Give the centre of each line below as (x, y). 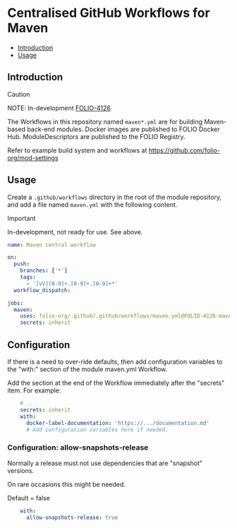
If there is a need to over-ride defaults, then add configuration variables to (115, 362)
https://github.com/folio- (184, 150)
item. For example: (34, 390)
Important (22, 218)
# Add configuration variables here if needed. (97, 430)
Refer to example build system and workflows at (77, 150)
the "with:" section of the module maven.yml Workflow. (87, 369)
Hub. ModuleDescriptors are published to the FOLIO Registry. (96, 136)
